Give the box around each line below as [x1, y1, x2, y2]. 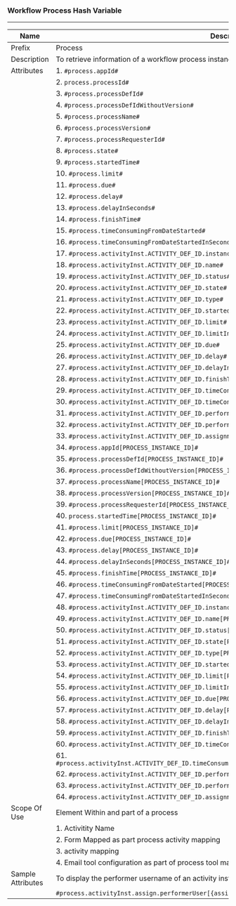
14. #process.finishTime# [55, 214, 141, 224]
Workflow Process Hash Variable [7, 6, 122, 15]
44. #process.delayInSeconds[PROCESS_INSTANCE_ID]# [55, 557, 231, 567]
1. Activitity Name [55, 824, 114, 834]
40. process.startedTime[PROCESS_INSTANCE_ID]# [55, 511, 216, 521]
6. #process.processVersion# [55, 123, 151, 133]
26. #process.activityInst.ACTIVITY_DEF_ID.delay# [55, 351, 227, 361]
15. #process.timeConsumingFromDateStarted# [55, 225, 206, 235]
